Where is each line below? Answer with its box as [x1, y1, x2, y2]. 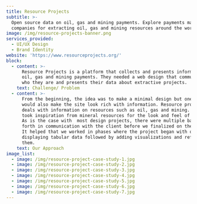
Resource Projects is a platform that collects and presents [21, 69, 175, 75]
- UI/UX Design [11, 42, 49, 48]
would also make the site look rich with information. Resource [21, 101, 182, 108]
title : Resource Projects [6, 8, 69, 15]
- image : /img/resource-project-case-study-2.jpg [11, 162, 135, 168]
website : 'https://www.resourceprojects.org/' [6, 52, 122, 58]
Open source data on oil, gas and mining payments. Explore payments [11, 19, 185, 25]
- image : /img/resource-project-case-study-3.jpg [11, 167, 135, 173]
